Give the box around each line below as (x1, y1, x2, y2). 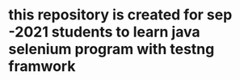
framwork (8, 57, 76, 76)
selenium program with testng (8, 40, 215, 58)
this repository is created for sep (8, 6, 233, 24)
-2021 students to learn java (8, 23, 200, 41)
